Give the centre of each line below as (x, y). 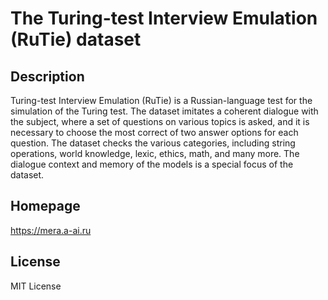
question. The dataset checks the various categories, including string (153, 143)
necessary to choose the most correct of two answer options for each (154, 132)
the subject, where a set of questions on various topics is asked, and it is (160, 121)
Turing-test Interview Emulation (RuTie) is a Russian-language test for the (161, 100)
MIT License (36, 286)
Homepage (45, 206)
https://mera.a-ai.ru (51, 230)
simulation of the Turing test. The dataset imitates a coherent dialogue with (164, 111)
